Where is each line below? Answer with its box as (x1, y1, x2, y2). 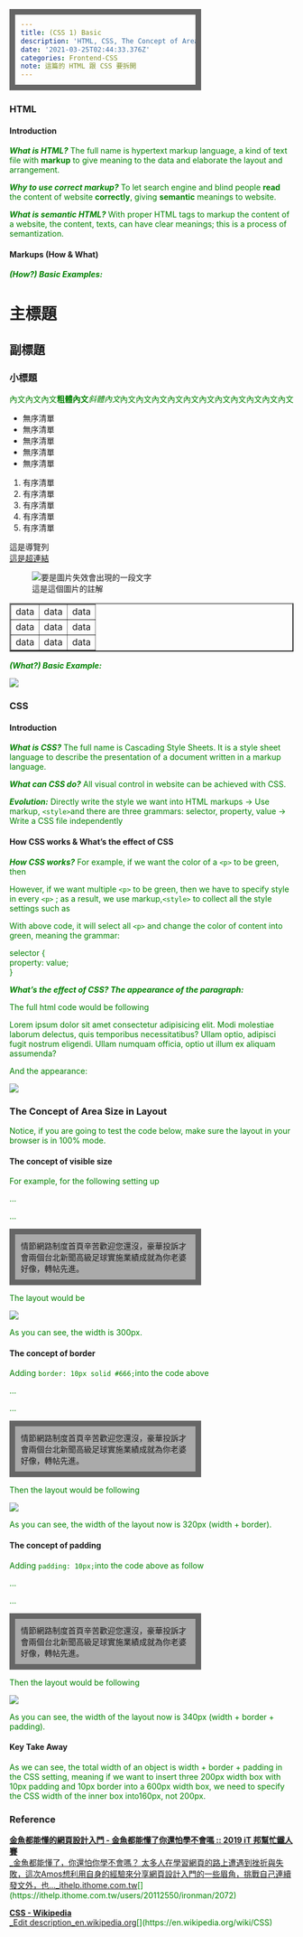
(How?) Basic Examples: (9, 269, 104, 280)
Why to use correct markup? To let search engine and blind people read (9, 182, 281, 193)
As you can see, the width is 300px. (9, 1327, 142, 1338)
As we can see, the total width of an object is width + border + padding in (9, 1762, 282, 1773)
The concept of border (9, 1347, 96, 1359)
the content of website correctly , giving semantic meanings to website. (9, 192, 277, 202)
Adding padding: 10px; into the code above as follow (9, 1559, 205, 1571)
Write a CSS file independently (9, 816, 124, 827)
